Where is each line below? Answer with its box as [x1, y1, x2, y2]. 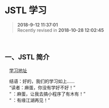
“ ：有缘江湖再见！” [9, 97, 50, 103]
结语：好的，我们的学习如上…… [9, 78, 75, 84]
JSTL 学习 [5, 5, 47, 16]
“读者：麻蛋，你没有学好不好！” [9, 84, 76, 90]
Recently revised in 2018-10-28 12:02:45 [17, 27, 104, 33]
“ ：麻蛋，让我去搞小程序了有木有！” [9, 91, 86, 97]
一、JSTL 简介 [5, 53, 50, 61]
